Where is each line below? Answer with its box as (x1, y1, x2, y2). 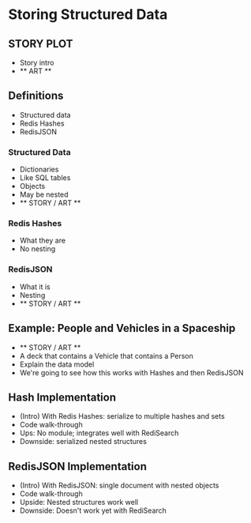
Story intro (19, 58, 54, 67)
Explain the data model (19, 359, 95, 369)
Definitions (8, 89, 64, 103)
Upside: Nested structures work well (19, 498, 139, 507)
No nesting (19, 244, 56, 254)
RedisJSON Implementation (8, 460, 148, 473)
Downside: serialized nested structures (19, 437, 148, 446)
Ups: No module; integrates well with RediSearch (19, 428, 179, 438)
